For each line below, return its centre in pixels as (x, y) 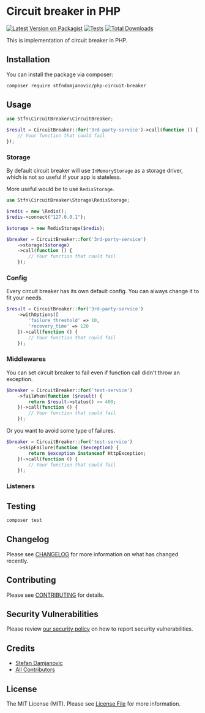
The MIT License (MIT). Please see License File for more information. (93, 704)
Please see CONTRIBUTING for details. (56, 595)
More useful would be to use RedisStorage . (60, 189)
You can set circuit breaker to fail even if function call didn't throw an (93, 372)
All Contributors (35, 670)
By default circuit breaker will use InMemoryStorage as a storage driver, (95, 171)
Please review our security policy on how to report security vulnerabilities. (100, 629)
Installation (28, 60)
